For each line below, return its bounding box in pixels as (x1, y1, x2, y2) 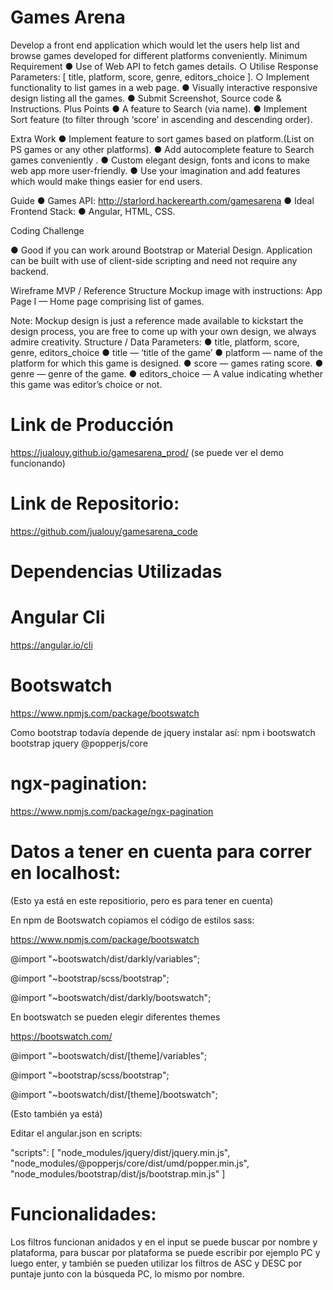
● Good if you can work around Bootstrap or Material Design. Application (10, 244, 313, 256)
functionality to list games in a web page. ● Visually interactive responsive (10, 81, 318, 93)
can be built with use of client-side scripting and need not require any (10, 254, 298, 266)
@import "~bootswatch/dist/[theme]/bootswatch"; (10, 1088, 218, 1100)
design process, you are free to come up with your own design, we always (10, 325, 317, 337)
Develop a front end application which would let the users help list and (10, 39, 300, 51)
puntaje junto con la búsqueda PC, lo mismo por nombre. (10, 1267, 245, 1280)
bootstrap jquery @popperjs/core (10, 737, 148, 749)
